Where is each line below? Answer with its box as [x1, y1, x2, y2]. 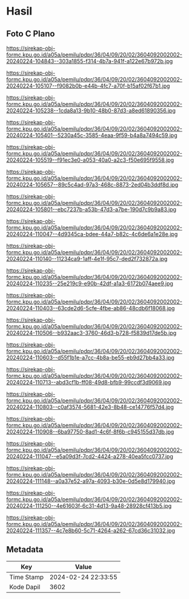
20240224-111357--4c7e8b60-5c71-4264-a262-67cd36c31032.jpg [6, 527, 176, 534]
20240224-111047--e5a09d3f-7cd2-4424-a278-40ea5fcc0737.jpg [6, 453, 174, 460]
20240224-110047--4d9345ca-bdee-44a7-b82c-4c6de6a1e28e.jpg [6, 230, 178, 238]
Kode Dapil [9, 583, 41, 591]
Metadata [6, 544, 44, 555]
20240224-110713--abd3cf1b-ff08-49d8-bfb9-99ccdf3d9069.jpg [6, 379, 171, 386]
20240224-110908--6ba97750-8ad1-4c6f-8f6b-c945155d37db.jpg [6, 428, 174, 435]
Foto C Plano [6, 29, 55, 39]
